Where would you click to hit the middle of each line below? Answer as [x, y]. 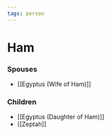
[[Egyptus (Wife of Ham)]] [54, 84]
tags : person [26, 13]
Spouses [22, 69]
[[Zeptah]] [32, 124]
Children [22, 102]
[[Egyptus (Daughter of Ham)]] [61, 117]
